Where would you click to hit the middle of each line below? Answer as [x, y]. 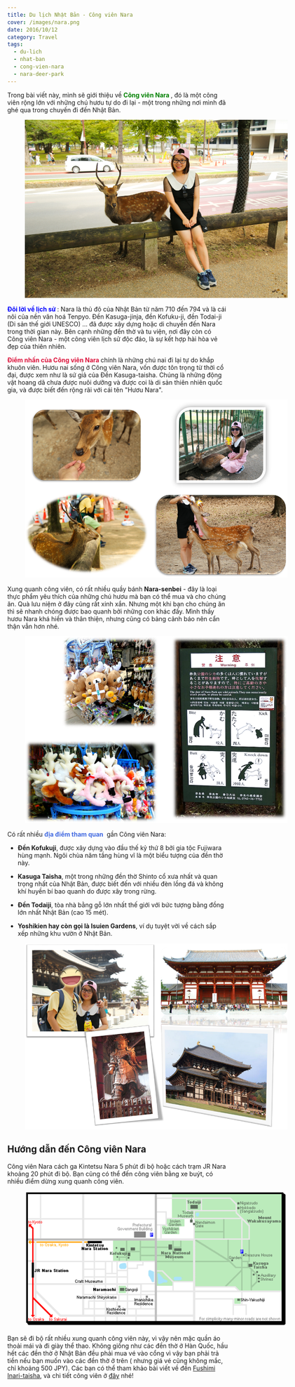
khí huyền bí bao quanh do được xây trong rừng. [87, 891]
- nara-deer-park [39, 74]
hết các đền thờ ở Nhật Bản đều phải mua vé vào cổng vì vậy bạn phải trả [113, 1353]
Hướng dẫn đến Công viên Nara [77, 1149]
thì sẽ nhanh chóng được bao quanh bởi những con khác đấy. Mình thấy [111, 611]
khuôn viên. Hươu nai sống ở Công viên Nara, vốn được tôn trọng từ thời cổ [116, 368]
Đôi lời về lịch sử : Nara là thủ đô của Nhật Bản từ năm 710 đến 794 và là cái [117, 310]
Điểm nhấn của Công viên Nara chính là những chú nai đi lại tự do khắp [111, 360]
